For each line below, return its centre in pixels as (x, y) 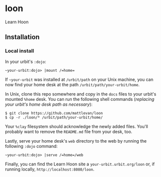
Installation (22, 37)
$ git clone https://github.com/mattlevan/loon (54, 113)
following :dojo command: (32, 146)
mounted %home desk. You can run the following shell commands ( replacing (80, 99)
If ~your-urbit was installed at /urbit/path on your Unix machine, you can (79, 79)
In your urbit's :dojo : (26, 62)
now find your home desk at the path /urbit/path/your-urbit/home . (72, 84)
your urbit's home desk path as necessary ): (49, 104)
